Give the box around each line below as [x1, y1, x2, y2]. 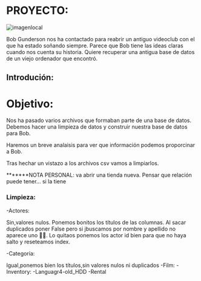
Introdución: [6, 72, 54, 83]
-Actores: [6, 207, 30, 214]
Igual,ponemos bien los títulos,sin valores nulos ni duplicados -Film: [6, 262, 176, 269]
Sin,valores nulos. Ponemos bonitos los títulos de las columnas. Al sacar [6, 218, 186, 226]
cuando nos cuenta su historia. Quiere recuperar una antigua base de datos [6, 48, 195, 55]
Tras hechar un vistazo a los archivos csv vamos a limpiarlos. [6, 160, 159, 167]
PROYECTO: [6, 4, 68, 18]
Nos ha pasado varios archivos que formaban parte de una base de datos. [6, 117, 192, 124]
